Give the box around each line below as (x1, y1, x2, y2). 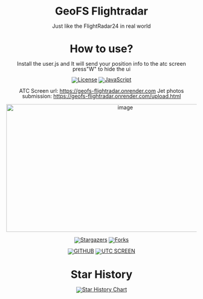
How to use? (69, 42, 134, 56)
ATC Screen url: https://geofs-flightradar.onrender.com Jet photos (19, 87, 184, 94)
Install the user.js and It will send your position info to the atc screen (17, 60, 186, 67)
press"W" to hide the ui (72, 65, 131, 72)
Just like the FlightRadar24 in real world (52, 22, 151, 30)
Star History (70, 268, 133, 282)
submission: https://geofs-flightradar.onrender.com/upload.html (22, 92, 181, 99)
